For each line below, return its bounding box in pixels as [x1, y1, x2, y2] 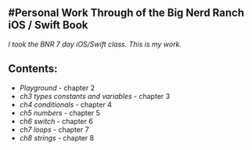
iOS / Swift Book [8, 19, 88, 32]
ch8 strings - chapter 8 [19, 133, 95, 142]
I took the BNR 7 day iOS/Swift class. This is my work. [8, 39, 182, 49]
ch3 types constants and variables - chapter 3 [19, 91, 171, 101]
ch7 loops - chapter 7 [19, 125, 89, 134]
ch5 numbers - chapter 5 [19, 108, 100, 117]
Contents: [8, 62, 58, 75]
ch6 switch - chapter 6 [19, 116, 94, 126]
